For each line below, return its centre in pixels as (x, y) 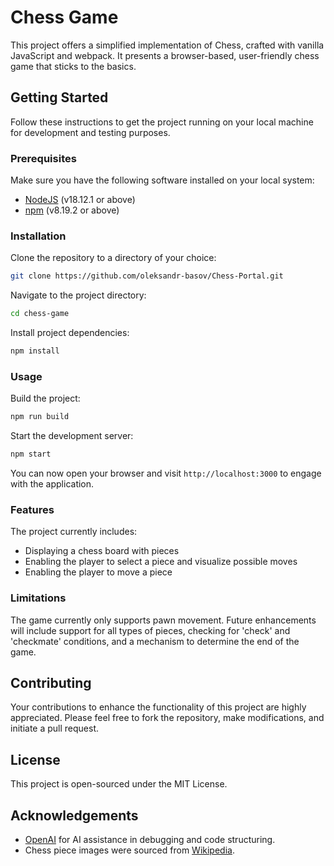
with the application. (52, 484)
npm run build (40, 417)
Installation (38, 236)
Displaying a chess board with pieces (102, 551)
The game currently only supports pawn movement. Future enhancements (163, 620)
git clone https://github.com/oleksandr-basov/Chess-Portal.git (147, 276)
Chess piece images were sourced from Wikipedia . (129, 850)
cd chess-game (40, 314)
